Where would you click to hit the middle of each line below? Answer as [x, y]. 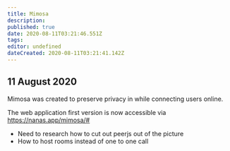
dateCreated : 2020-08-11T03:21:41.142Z [66, 54]
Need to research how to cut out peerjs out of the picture [101, 133]
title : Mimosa [28, 14]
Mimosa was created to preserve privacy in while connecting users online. [115, 99]
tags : [15, 40]
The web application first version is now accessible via [87, 112]
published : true [31, 27]
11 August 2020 [42, 82]
